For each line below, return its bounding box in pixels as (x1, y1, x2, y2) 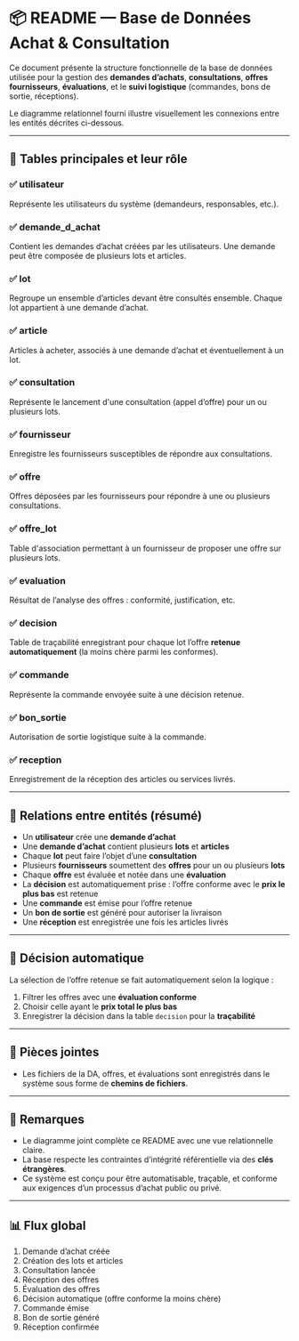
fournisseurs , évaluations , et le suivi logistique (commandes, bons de (9, 81, 271, 92)
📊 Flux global (9, 1217, 86, 1233)
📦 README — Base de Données (9, 8, 252, 28)
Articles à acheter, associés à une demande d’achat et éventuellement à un (9, 344, 285, 355)
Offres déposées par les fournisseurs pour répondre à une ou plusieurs (9, 491, 271, 502)
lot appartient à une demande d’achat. (9, 303, 149, 313)
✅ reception (9, 754, 62, 766)
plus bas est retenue (21, 888, 99, 899)
